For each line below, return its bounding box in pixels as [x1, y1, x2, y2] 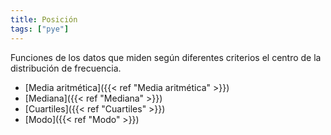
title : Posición [10, 14, 78, 25]
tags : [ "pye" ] [10, 24, 70, 34]
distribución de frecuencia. [10, 62, 122, 74]
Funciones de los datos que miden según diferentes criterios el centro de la [10, 51, 322, 63]
